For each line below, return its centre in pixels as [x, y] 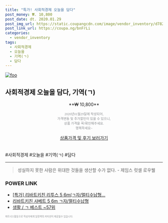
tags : [11, 42]
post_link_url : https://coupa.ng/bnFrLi [48, 28]
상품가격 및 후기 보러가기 [84, 138]
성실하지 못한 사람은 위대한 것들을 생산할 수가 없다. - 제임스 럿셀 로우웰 [86, 170]
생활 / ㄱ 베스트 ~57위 [34, 207]
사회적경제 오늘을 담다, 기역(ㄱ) [50, 92]
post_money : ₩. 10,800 [29, 14]
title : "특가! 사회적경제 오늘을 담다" [40, 10]
